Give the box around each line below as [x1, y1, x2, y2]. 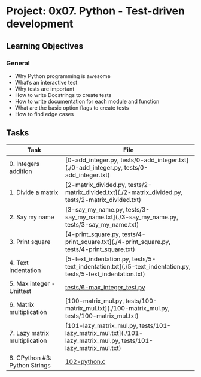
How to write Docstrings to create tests [14, 91, 112, 98]
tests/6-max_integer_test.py [65, 283, 145, 291]
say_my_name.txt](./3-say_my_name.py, [65, 213, 178, 221]
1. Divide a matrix [9, 188, 59, 196]
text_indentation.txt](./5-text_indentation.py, [65, 262, 191, 270]
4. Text [9, 258, 29, 267]
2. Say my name [9, 213, 55, 221]
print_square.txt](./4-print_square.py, [65, 237, 171, 246]
